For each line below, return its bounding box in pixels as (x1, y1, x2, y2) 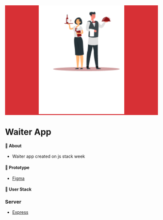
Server (5, 199, 22, 205)
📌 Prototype (5, 164, 30, 170)
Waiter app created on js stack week (12, 153, 85, 160)
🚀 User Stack (5, 187, 32, 192)
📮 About (5, 143, 22, 148)
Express (12, 209, 29, 215)
